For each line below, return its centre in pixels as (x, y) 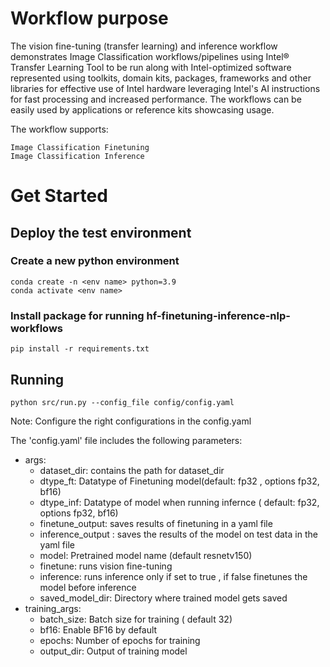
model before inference (88, 587)
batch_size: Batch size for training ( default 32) (136, 619)
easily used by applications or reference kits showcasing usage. (142, 109)
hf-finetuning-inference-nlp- (218, 315)
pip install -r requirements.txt (80, 349)
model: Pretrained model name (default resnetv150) (146, 555)
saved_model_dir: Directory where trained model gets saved (163, 598)
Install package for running (77, 315)
